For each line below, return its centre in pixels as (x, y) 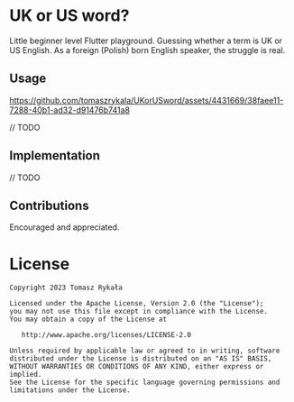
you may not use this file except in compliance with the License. (139, 312)
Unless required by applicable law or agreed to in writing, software (145, 351)
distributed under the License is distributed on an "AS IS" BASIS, (141, 359)
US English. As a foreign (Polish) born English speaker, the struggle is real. (147, 50)
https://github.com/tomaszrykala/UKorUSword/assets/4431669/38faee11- (147, 100)
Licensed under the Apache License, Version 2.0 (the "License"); (137, 304)
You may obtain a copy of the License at (88, 320)
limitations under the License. (70, 390)
